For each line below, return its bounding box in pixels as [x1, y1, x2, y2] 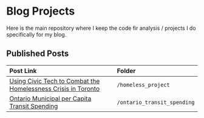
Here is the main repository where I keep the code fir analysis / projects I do [6, 24, 196, 32]
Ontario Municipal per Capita [9, 94, 92, 103]
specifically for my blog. [6, 30, 67, 38]
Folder [117, 66, 136, 75]
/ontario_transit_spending [117, 99, 195, 106]
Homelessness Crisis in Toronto [9, 84, 100, 92]
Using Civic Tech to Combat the [9, 77, 100, 85]
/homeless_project [117, 81, 170, 88]
